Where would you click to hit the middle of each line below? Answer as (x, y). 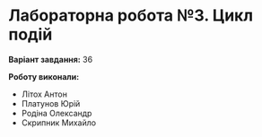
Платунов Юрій (51, 103)
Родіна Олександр (57, 113)
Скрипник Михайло (58, 123)
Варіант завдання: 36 (51, 59)
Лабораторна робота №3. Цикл (131, 16)
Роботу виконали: (44, 76)
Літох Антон (44, 94)
